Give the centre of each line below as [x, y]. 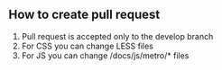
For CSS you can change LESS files [88, 46]
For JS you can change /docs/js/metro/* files [105, 55]
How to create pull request [84, 15]
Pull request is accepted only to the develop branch [117, 36]
